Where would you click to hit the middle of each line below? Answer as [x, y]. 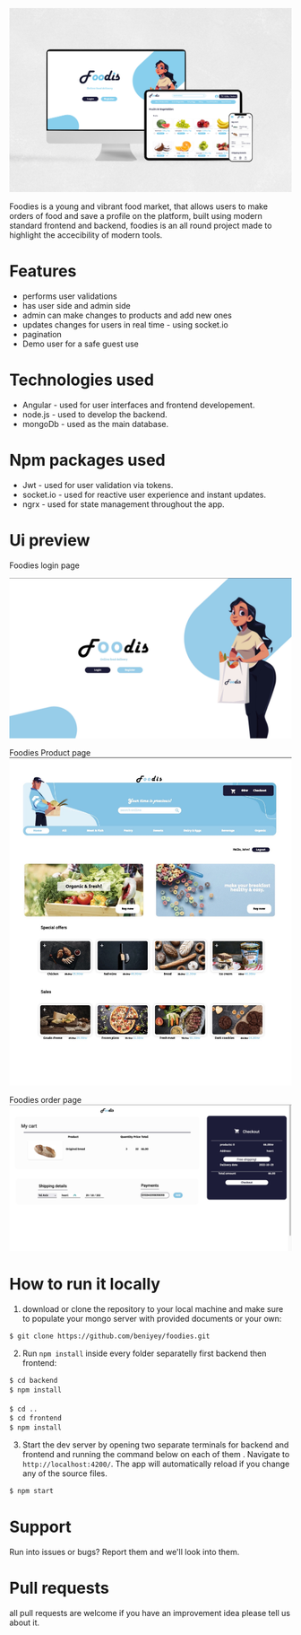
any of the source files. [64, 1473]
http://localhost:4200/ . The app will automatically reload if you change [156, 1464]
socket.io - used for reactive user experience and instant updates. [144, 495]
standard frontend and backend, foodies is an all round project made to [141, 226]
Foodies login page [45, 565]
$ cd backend [34, 1380]
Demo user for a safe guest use [80, 344]
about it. [25, 1622]
